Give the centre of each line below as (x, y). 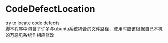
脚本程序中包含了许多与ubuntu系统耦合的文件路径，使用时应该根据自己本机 (84, 29)
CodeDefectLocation (50, 9)
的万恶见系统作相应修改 (30, 35)
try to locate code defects (32, 23)
